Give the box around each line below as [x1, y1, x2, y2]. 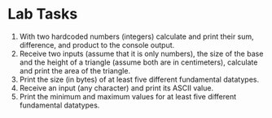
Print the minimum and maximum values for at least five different [19, 91, 237, 101]
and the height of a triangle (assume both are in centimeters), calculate [19, 57, 258, 67]
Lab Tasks [7, 5, 78, 23]
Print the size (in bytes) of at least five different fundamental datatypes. [19, 74, 260, 84]
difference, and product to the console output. [19, 40, 175, 49]
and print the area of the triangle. [19, 65, 131, 75]
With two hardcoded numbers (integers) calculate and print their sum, [19, 32, 254, 41]
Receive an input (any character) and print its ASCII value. [19, 82, 213, 93]
